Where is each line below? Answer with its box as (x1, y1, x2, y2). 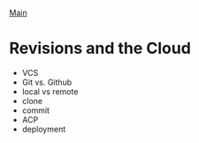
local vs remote (21, 86, 79, 96)
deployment (21, 124, 66, 134)
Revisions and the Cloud (9, 39, 192, 58)
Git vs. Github (21, 77, 73, 87)
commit (21, 105, 50, 116)
